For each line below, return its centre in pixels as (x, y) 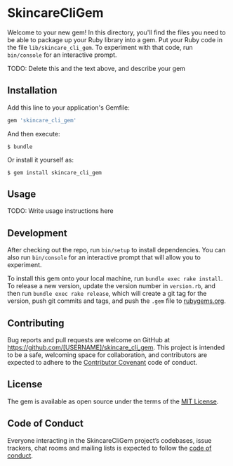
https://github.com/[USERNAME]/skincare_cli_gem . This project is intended (116, 348)
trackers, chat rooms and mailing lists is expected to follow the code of (109, 448)
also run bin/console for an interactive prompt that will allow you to (104, 257)
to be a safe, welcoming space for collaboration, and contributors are (107, 355)
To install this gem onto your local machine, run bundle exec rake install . (115, 278)
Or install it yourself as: (40, 160)
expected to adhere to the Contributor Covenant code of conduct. (102, 363)
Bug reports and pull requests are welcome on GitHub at (89, 340)
